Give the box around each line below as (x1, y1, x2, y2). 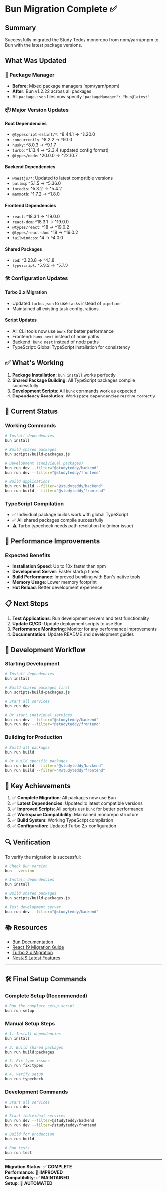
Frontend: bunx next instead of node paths (12, 333, 99, 339)
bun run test (5, 1150, 32, 1155)
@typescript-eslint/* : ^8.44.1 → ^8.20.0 (12, 131, 95, 137)
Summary (5, 23, 36, 32)
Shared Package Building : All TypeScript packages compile (12, 377, 135, 383)
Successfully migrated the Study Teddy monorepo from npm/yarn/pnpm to (5, 37, 159, 43)
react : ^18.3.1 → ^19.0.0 (12, 213, 60, 220)
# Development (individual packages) (5, 461, 83, 466)
